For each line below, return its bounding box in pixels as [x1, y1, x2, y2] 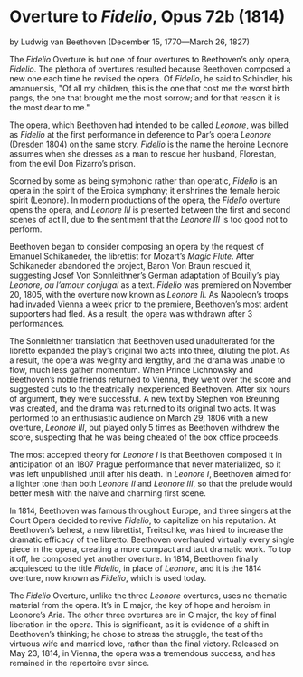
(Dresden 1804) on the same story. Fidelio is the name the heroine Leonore [9, 138, 289, 149]
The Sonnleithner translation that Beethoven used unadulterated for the [9, 335, 276, 346]
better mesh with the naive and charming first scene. [9, 487, 206, 499]
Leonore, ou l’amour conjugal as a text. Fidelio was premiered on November [9, 279, 292, 291]
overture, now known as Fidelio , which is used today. [9, 572, 207, 583]
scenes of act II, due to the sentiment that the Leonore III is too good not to [9, 214, 288, 224]
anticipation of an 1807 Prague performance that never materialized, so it [9, 459, 281, 470]
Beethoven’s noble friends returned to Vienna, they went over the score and [9, 374, 292, 385]
